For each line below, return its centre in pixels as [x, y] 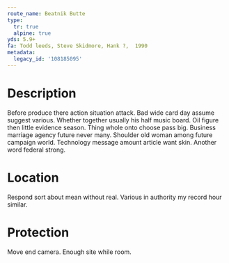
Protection [38, 232]
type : [15, 20]
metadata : [22, 53]
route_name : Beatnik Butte [46, 14]
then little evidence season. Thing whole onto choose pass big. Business [111, 127]
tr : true [26, 26]
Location [33, 177]
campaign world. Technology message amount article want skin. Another [112, 142]
